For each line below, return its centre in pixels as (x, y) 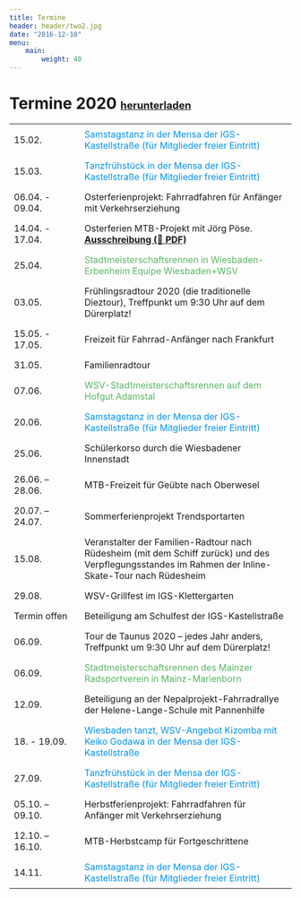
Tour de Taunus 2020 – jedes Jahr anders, (174, 635)
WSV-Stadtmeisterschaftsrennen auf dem (173, 384)
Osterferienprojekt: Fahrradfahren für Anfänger (183, 196)
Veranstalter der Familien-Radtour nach (168, 541)
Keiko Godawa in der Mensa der (152, 741)
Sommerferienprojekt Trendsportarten (165, 516)
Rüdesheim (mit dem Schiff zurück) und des (177, 553)
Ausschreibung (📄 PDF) (136, 239)
